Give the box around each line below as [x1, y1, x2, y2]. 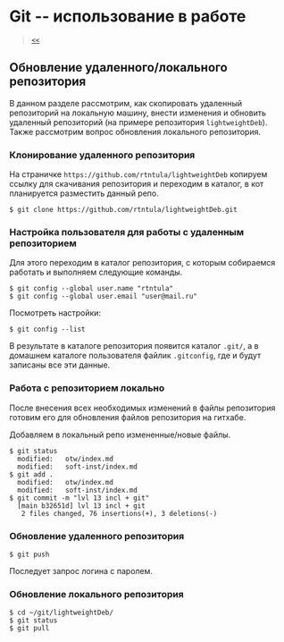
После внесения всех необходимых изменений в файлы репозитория [9, 402, 276, 413]
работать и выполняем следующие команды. [9, 266, 183, 278]
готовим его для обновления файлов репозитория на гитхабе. [9, 411, 246, 422]
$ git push [9, 550, 50, 559]
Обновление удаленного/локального [9, 60, 228, 75]
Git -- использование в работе [9, 6, 246, 27]
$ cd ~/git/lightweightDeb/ [9, 608, 114, 618]
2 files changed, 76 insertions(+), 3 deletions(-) [21, 509, 218, 518]
